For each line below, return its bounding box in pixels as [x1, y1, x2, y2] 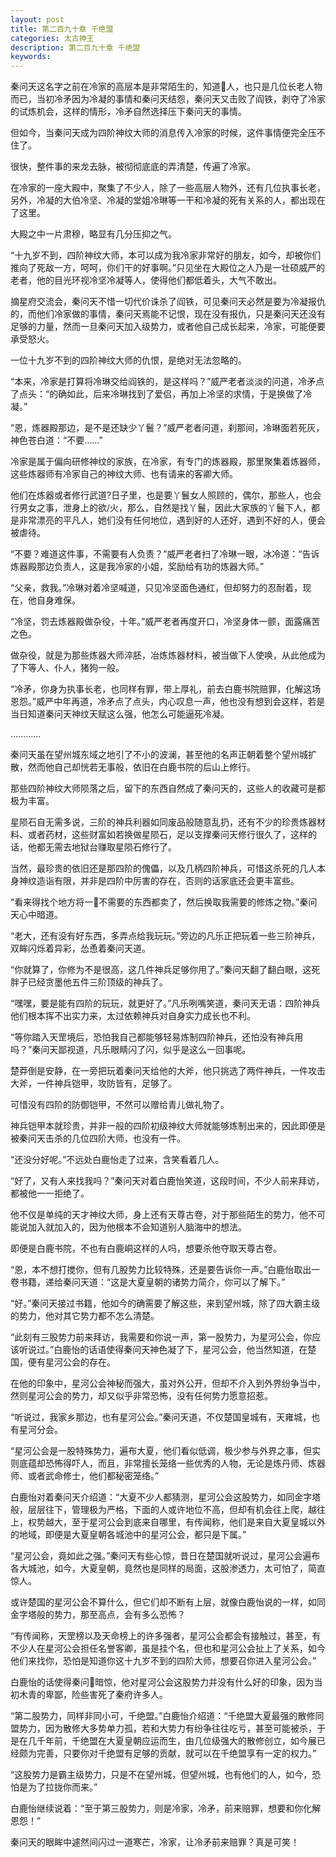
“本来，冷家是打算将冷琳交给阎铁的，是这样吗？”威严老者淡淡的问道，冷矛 [10, 376, 317, 388]
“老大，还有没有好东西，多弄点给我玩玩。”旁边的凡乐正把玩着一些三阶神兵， [10, 930, 321, 942]
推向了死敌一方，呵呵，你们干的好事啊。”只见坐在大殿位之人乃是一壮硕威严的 [10, 262, 326, 274]
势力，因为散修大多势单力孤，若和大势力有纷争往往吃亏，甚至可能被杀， [18, 1722, 317, 1735]
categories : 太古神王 [10, 33, 95, 43]
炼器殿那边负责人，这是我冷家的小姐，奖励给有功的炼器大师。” [10, 561, 265, 573]
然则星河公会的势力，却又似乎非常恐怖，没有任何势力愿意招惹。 [10, 1390, 273, 1402]
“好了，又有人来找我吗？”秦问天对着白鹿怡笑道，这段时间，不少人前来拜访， [10, 1175, 325, 1187]
